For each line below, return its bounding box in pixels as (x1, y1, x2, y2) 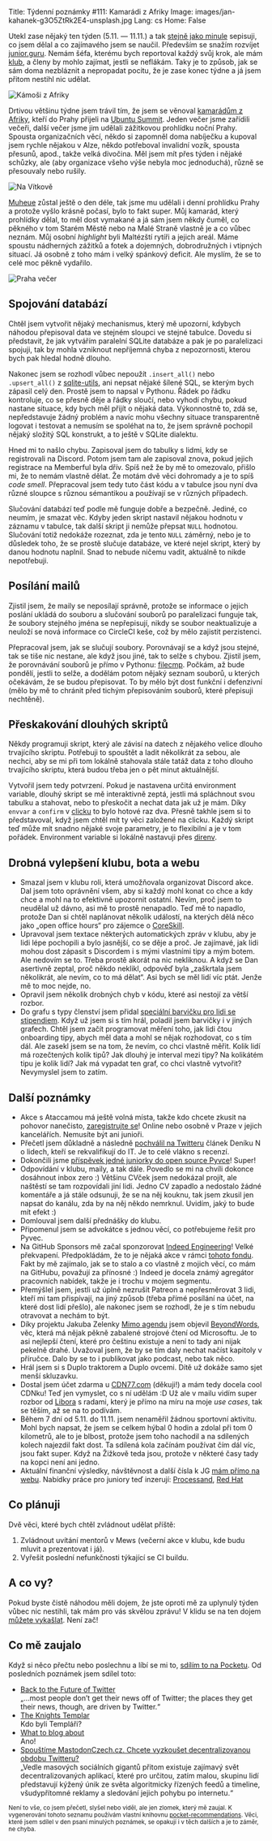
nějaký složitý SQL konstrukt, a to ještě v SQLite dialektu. (8, 429, 198, 439)
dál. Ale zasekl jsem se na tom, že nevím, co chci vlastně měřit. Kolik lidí (19, 1041, 261, 1051)
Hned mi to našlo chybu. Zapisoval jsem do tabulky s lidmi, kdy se (8, 445, 228, 455)
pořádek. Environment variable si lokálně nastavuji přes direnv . (8, 832, 217, 843)
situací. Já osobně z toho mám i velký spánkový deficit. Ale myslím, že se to (8, 249, 261, 259)
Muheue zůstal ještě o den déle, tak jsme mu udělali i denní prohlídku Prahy (8, 198, 261, 207)
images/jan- (195, 7, 236, 16)
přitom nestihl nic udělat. (8, 75, 91, 84)
